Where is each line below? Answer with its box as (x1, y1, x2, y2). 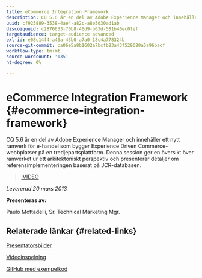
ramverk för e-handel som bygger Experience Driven (6, 142, 137, 150)
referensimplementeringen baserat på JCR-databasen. (6, 162, 142, 169)
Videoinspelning (6, 254, 46, 261)
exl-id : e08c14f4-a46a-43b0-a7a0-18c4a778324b (6, 37, 125, 43)
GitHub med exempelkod (6, 265, 68, 273)
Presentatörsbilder (6, 242, 52, 249)
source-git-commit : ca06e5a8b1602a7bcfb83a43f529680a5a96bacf (6, 43, 165, 49)
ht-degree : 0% (6, 59, 42, 65)
